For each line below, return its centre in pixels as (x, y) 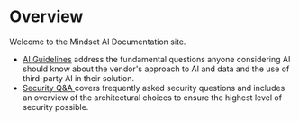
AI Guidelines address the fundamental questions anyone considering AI (156, 59)
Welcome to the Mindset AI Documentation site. (98, 42)
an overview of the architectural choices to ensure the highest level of (152, 98)
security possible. (55, 107)
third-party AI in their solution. (78, 78)
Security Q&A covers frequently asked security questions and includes (154, 88)
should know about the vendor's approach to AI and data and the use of (156, 69)
